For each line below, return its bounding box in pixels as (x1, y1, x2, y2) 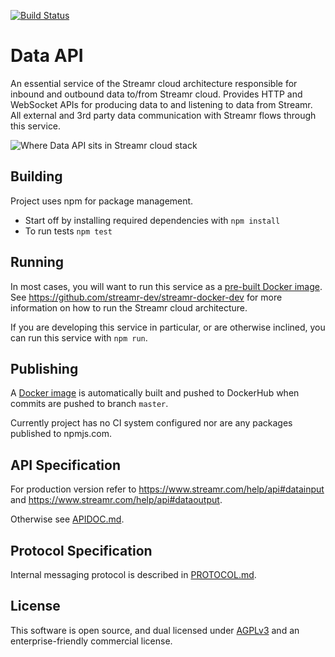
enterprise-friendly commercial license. (10, 635, 173, 647)
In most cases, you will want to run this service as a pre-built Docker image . (10, 280, 323, 292)
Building (10, 168, 63, 185)
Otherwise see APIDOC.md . (10, 513, 125, 525)
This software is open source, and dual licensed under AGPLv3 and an (10, 624, 300, 636)
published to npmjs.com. (10, 428, 112, 440)
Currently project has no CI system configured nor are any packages (10, 417, 293, 429)
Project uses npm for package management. (10, 195, 194, 207)
